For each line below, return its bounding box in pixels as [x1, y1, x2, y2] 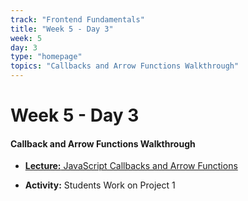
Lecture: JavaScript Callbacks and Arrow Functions [24, 160, 238, 172]
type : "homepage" [10, 52, 83, 62]
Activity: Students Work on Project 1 [24, 179, 176, 191]
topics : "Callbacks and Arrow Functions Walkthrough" [10, 61, 240, 71]
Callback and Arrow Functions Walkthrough [10, 137, 196, 150]
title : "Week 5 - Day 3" [10, 24, 114, 34]
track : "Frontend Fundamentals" [10, 14, 145, 25]
